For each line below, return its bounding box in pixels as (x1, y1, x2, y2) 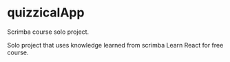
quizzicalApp (7, 5, 85, 21)
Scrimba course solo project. (7, 28, 90, 36)
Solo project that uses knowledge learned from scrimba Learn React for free (7, 41, 224, 49)
